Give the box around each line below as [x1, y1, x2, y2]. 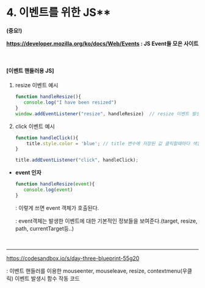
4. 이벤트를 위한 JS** [6, 5, 111, 20]
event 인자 [15, 169, 41, 176]
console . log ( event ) [23, 187, 73, 193]
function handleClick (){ [15, 135, 79, 141]
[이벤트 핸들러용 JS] [6, 67, 54, 74]
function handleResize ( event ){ [15, 181, 95, 187]
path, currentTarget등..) [15, 225, 74, 232]
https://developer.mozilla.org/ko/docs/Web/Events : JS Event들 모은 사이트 [6, 40, 199, 47]
